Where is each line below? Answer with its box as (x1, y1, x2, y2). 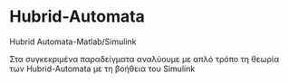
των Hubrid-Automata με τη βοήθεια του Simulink (9, 63, 196, 74)
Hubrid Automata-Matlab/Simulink (9, 36, 138, 47)
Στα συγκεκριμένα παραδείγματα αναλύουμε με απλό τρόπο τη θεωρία (9, 53, 280, 64)
